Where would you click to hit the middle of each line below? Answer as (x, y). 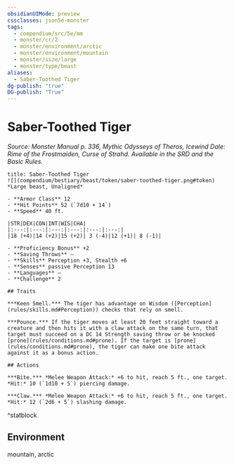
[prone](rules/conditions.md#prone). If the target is (89, 341)
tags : (15, 27)
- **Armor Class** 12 (39, 199)
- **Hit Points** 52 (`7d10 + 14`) (59, 205)
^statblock (22, 415)
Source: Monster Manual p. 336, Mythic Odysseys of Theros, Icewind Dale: (116, 147)
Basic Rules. (25, 162)
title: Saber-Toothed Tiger (48, 174)
